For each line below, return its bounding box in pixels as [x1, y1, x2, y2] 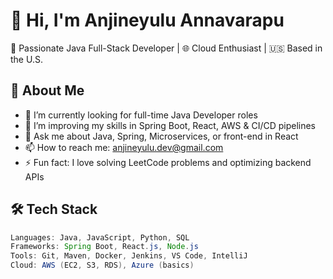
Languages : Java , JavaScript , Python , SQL [10, 232, 190, 243]
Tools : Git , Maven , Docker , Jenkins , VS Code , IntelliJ [10, 251, 248, 261]
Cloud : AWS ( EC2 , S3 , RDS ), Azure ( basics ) [10, 260, 195, 271]
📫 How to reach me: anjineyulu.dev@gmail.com [24, 141, 224, 153]
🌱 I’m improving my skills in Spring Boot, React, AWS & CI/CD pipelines [24, 119, 317, 131]
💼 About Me [10, 82, 85, 99]
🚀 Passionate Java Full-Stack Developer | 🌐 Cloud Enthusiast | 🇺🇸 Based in [10, 42, 323, 54]
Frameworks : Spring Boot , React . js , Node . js [10, 242, 199, 252]
